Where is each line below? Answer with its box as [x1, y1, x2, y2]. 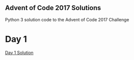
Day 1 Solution [5, 49, 34, 55]
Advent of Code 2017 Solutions [5, 4, 101, 12]
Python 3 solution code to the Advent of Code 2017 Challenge [5, 16, 129, 22]
